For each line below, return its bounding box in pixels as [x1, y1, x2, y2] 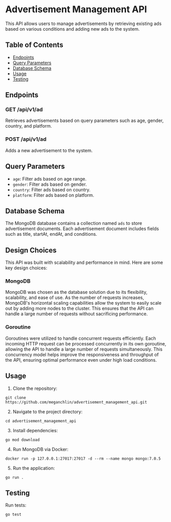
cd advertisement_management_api [5, 418, 77, 424]
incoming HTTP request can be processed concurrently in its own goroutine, [5, 340, 166, 346]
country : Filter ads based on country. [12, 186, 91, 192]
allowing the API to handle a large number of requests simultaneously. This [5, 346, 163, 352]
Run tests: [5, 502, 27, 508]
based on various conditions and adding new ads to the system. [5, 26, 140, 32]
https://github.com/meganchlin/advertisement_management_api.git [5, 400, 147, 405]
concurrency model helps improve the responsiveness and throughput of [5, 351, 159, 358]
